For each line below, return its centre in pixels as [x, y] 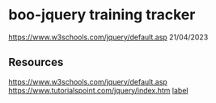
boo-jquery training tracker [102, 15]
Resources [36, 62]
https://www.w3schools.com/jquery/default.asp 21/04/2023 [108, 37]
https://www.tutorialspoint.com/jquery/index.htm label [98, 90]
